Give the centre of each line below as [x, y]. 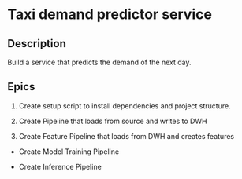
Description [37, 44]
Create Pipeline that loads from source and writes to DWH [113, 121]
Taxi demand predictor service [110, 15]
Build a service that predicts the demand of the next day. [99, 62]
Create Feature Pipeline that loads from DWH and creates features [126, 136]
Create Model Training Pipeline [69, 152]
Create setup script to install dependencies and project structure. [125, 106]
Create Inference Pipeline [60, 166]
